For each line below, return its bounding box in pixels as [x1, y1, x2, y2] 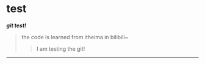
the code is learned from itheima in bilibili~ [21, 33, 129, 40]
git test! [6, 22, 27, 29]
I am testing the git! [36, 45, 85, 53]
